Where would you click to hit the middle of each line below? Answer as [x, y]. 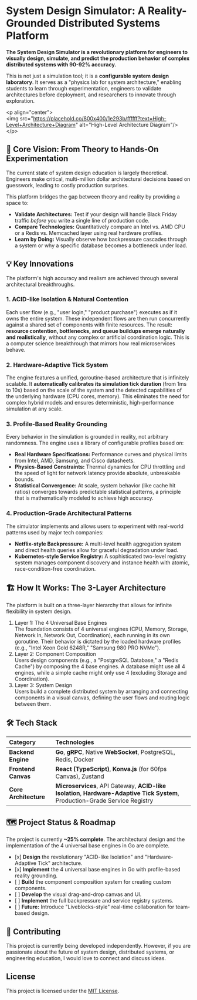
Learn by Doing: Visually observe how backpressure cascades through [101, 239]
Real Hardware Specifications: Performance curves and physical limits [101, 454]
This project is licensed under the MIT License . [63, 991]
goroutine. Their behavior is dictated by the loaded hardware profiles [98, 641]
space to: [17, 203]
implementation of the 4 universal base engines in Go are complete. [88, 846]
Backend [21, 752]
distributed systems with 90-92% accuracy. [61, 64]
